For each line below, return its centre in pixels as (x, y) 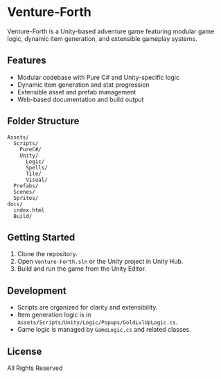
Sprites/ (26, 198)
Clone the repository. (47, 254)
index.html (29, 210)
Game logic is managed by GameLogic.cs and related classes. (104, 330)
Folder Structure (43, 121)
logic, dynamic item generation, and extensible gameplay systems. (102, 38)
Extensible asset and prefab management (77, 92)
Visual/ (37, 180)
